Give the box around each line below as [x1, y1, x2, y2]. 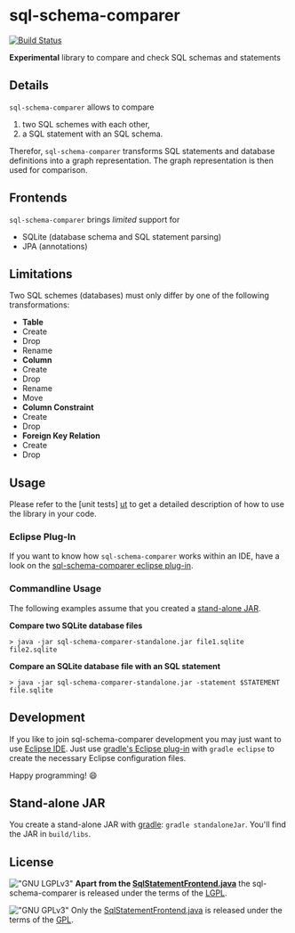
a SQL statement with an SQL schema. [21, 128, 163, 139]
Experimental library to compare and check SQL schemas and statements [9, 52, 282, 62]
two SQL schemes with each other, [21, 119, 151, 129]
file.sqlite [9, 685, 53, 695]
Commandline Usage [9, 583, 102, 595]
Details [9, 78, 49, 94]
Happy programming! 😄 [9, 770, 98, 781]
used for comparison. [9, 164, 88, 175]
